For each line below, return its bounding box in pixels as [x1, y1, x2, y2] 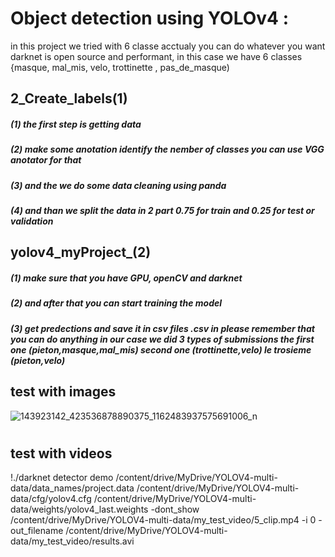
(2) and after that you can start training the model [10, 297, 223, 309]
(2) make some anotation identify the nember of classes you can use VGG [10, 143, 325, 156]
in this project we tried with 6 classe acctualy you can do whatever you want [10, 40, 326, 52]
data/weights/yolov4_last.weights [10, 503, 149, 516]
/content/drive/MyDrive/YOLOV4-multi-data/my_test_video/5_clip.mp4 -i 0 [10, 514, 317, 526]
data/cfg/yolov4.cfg [10, 493, 92, 505]
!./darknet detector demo [10, 472, 114, 484]
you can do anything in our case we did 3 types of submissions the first [10, 333, 315, 345]
